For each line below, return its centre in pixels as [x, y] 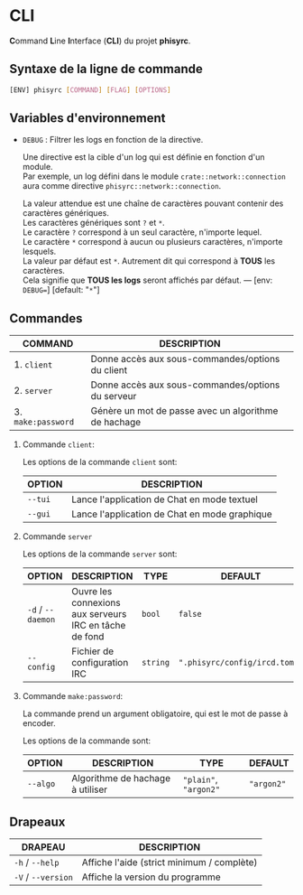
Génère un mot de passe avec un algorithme [184, 411]
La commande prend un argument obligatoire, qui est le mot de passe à [155, 713]
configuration [100, 663]
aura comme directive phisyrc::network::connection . [122, 186]
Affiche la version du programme [151, 877]
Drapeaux [37, 821]
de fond [88, 637]
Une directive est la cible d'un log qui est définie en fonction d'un [143, 157]
